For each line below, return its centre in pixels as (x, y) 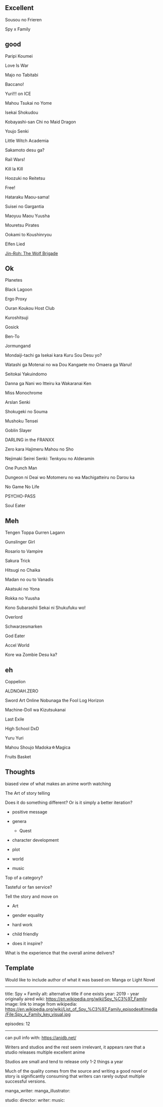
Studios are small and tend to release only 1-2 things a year (64, 1061)
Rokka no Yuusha (23, 598)
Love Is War (17, 65)
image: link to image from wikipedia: (41, 1004)
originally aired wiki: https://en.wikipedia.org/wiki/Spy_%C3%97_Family (76, 999)
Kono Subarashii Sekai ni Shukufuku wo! (45, 608)
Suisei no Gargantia (25, 206)
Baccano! (15, 84)
